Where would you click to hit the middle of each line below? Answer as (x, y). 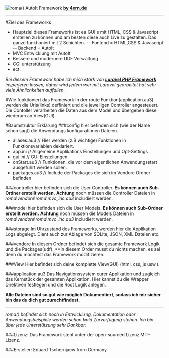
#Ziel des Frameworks (28, 22)
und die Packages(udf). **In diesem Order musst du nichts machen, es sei (83, 249)
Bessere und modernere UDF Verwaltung (55, 59)
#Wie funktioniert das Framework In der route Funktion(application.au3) (79, 100)
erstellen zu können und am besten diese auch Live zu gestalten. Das (84, 37)
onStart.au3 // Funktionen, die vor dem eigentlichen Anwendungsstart (85, 162)
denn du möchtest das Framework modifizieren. (55, 255)
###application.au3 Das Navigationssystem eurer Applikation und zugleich (82, 274)
